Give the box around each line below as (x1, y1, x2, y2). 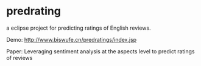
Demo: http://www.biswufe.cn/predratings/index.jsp (6, 36, 137, 43)
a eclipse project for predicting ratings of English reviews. (6, 24, 151, 31)
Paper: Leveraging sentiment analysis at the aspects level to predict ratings (6, 47, 195, 55)
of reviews (6, 54, 33, 61)
